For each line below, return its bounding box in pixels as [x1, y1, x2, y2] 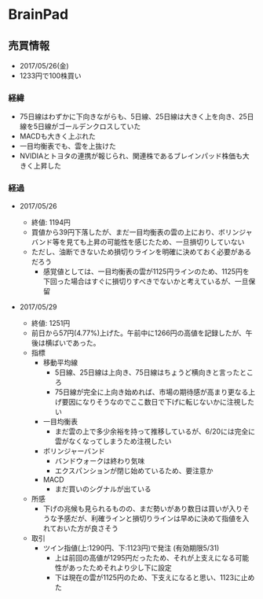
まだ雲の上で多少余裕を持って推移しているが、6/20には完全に [54, 427, 255, 436]
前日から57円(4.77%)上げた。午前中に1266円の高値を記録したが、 [31, 328, 246, 338]
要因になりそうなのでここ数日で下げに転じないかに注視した [61, 397, 255, 406]
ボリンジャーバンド [42, 446, 106, 456]
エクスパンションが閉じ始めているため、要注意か [54, 466, 214, 475]
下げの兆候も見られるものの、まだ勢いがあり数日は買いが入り [42, 504, 243, 513]
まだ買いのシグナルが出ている [54, 484, 152, 494]
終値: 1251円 [31, 318, 71, 327]
